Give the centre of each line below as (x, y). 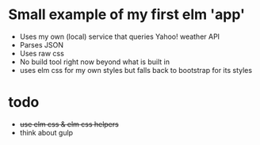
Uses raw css (42, 53)
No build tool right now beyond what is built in (95, 62)
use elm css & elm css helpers (69, 124)
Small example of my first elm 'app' (127, 15)
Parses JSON (41, 44)
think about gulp (46, 132)
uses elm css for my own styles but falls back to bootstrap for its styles (136, 70)
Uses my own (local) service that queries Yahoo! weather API (120, 36)
